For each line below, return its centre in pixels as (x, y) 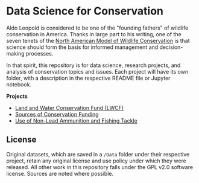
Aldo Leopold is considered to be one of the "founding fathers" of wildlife (97, 28)
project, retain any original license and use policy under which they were (96, 161)
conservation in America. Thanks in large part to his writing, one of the (94, 34)
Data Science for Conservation (85, 11)
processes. (39, 53)
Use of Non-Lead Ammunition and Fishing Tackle (76, 120)
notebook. (19, 84)
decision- (171, 47)
